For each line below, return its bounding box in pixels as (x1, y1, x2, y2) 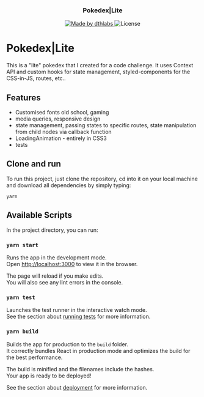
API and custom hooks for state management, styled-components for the (6, 68, 191, 76)
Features (6, 92, 41, 103)
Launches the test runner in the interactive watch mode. (6, 306, 148, 314)
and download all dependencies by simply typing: (6, 181, 131, 189)
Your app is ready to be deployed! (6, 372, 92, 379)
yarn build (6, 328, 38, 335)
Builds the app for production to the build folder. (6, 340, 129, 348)
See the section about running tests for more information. (6, 313, 151, 321)
